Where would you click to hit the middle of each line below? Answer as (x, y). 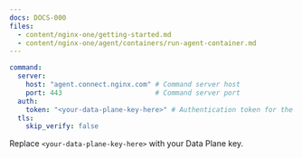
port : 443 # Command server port (133, 93)
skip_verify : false (62, 126)
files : (22, 26)
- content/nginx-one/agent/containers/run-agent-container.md (137, 43)
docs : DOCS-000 (38, 18)
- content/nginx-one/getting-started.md (94, 34)
